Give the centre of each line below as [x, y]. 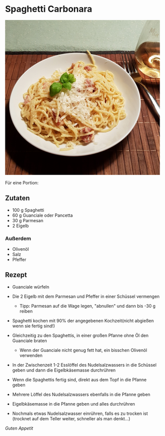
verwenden [31, 355]
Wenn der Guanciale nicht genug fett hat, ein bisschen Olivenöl [83, 350]
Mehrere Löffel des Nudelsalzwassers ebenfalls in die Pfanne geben [81, 394]
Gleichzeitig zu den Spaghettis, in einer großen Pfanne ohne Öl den [80, 335]
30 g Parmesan [27, 220]
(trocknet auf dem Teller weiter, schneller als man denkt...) [71, 418]
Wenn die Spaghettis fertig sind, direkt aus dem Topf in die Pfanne [79, 379]
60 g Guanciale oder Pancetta [42, 215]
